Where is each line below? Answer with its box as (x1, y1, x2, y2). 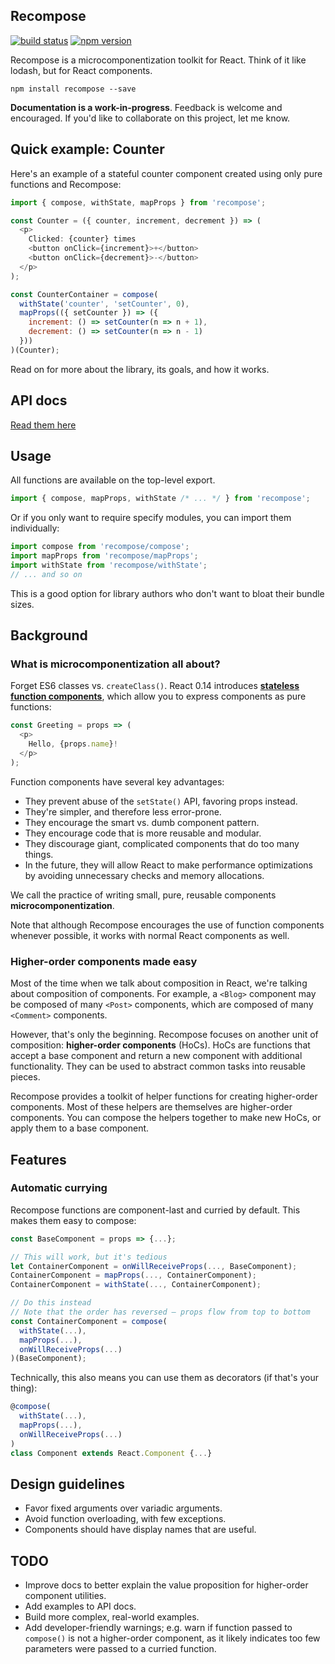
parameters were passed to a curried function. (24, 1643, 217, 1655)
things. (24, 848, 54, 860)
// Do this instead (10, 1298, 92, 1308)
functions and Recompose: (10, 178, 122, 190)
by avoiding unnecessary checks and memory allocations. (24, 869, 265, 881)
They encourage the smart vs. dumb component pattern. (24, 816, 260, 828)
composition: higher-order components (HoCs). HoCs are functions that (10, 1039, 311, 1051)
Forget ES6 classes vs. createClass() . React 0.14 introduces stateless (10, 680, 300, 692)
